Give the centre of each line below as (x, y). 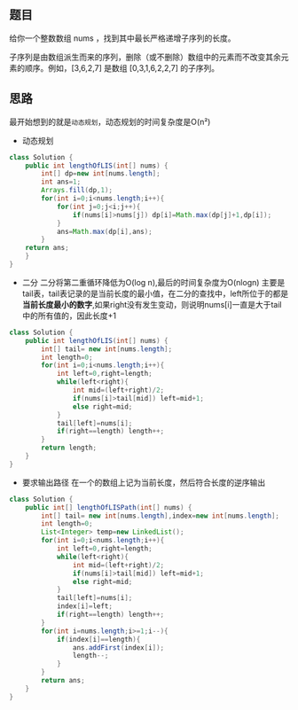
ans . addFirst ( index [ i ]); (118, 648)
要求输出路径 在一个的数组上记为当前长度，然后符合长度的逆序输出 (144, 482)
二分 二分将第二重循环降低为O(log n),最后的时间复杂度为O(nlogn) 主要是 (153, 282)
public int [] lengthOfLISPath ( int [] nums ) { (109, 507)
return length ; (69, 448)
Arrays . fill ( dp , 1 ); (77, 191)
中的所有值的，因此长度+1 (69, 316)
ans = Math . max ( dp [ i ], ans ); (104, 231)
